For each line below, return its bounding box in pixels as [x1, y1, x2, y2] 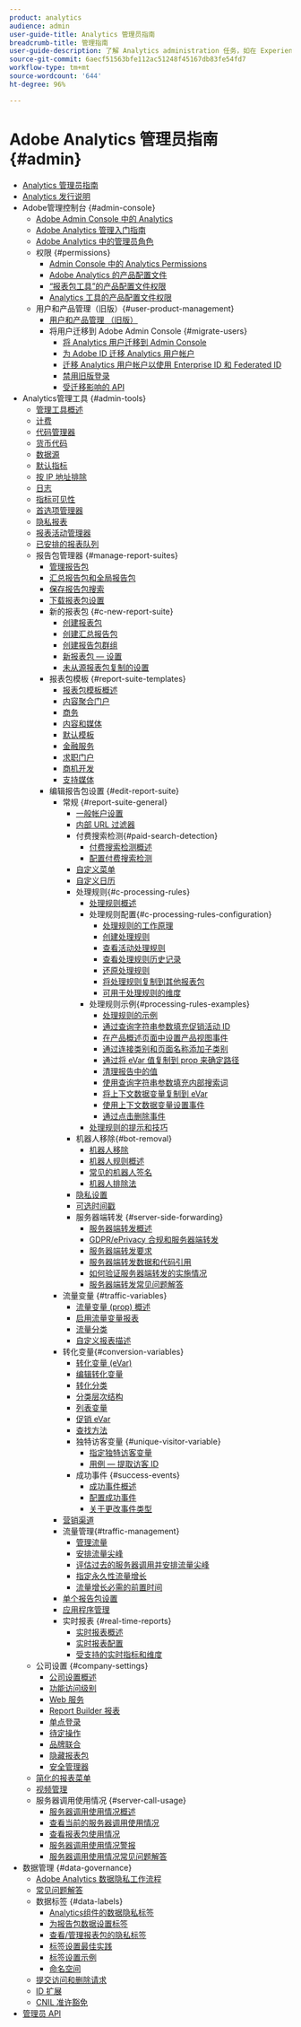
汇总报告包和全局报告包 [48, 572, 136, 583]
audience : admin [9, 22, 70, 31]
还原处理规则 [102, 965, 150, 975]
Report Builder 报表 [48, 1705, 121, 1716]
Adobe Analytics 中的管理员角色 [35, 235, 154, 247]
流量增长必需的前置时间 [75, 1581, 163, 1593]
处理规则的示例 [102, 1009, 159, 1020]
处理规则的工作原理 [102, 920, 174, 930]
